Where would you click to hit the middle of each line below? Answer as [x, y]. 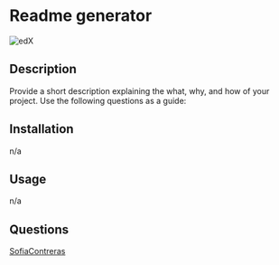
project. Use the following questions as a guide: [98, 100]
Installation [42, 129]
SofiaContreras [37, 251]
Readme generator [81, 16]
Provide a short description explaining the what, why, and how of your [139, 90]
